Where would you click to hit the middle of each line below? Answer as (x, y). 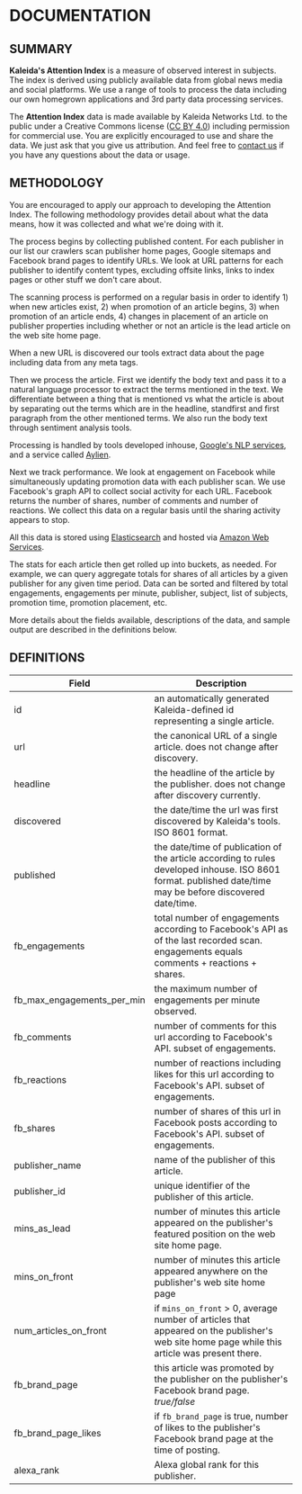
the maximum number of (206, 988)
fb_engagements (49, 946)
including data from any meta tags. (74, 362)
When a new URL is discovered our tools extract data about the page (137, 353)
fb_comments (43, 1037)
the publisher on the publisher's (221, 1379)
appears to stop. (40, 519)
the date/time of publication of (218, 847)
